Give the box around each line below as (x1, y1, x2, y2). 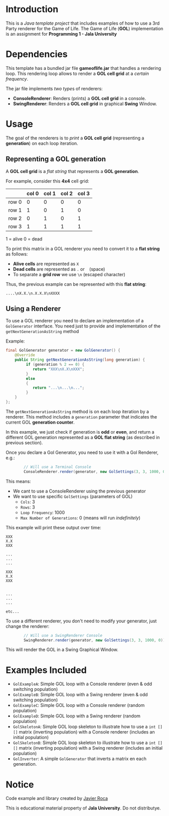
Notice (6, 779, 34, 790)
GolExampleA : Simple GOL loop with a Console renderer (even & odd (13, 681, 152, 687)
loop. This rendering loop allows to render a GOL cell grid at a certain (6, 70, 149, 76)
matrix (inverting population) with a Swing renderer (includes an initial (19, 745, 162, 751)
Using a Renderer (6, 304, 61, 313)
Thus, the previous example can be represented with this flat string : (6, 281, 147, 287)
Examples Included (6, 664, 87, 676)
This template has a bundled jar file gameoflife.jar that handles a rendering (6, 65, 161, 71)
